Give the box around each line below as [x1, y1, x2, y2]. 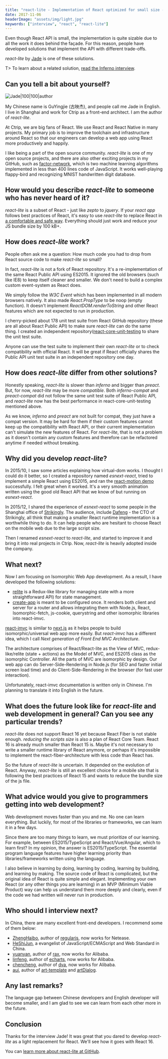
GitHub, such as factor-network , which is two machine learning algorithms [5, 161, 158, 167]
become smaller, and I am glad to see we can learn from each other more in [5, 1000, 161, 1006]
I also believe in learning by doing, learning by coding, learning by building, [5, 865, 160, 871]
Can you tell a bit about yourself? [5, 80, 110, 88]
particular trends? [5, 717, 62, 726]
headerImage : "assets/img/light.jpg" [5, 17, 84, 22]
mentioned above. [5, 403, 42, 409]
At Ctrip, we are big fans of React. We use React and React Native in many [5, 124, 158, 131]
